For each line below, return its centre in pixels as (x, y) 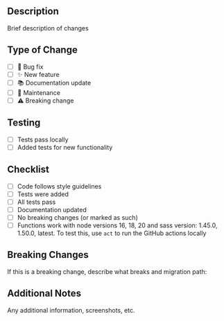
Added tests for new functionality (65, 147)
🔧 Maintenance (39, 92)
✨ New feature (38, 74)
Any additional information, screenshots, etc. (71, 310)
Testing (24, 123)
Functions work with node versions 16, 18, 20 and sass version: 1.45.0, (117, 225)
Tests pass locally (43, 139)
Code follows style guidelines (59, 186)
